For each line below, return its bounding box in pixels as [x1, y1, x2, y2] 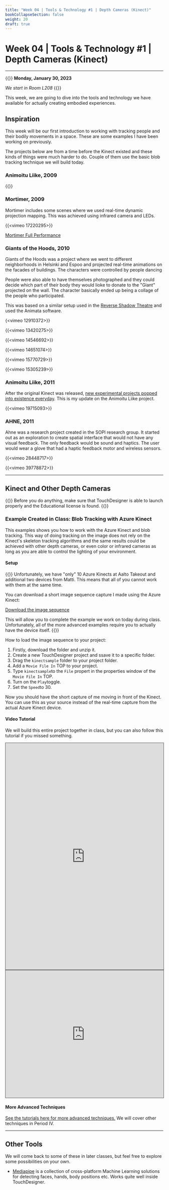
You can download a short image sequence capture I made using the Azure [5, 591, 161, 597]
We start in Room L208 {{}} [5, 85, 62, 91]
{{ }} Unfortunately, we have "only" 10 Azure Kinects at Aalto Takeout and [5, 571, 156, 577]
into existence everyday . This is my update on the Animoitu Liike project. [5, 396, 155, 402]
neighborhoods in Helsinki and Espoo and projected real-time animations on [5, 261, 162, 267]
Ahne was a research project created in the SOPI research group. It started [5, 429, 159, 436]
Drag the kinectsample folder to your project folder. [12, 657, 118, 663]
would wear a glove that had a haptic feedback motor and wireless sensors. [5, 445, 162, 451]
